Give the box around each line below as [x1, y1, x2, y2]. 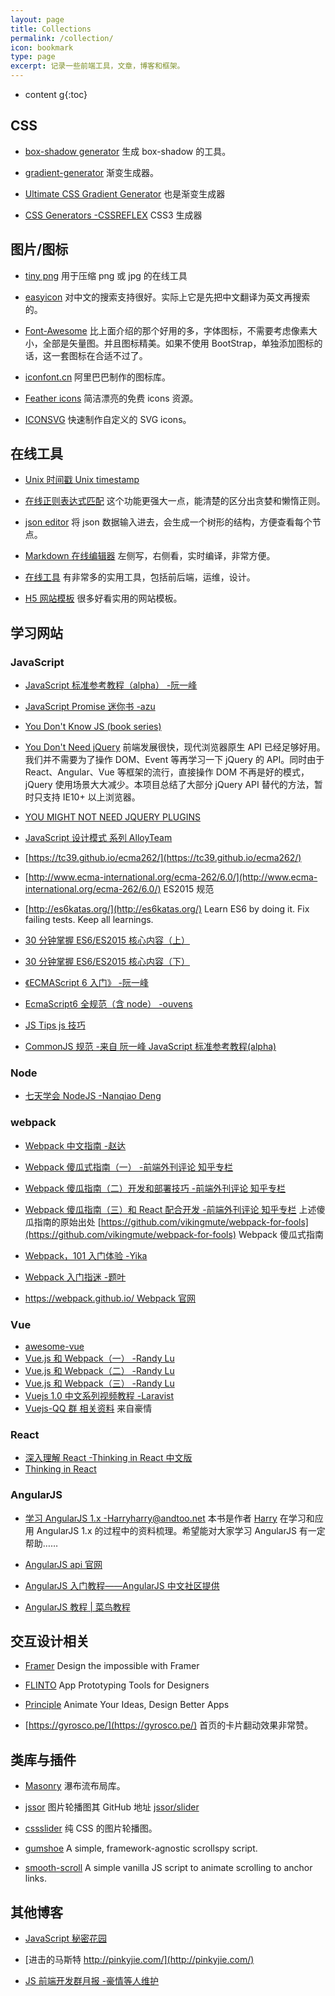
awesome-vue [24, 1341, 85, 1353]
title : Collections [10, 24, 92, 34]
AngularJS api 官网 [24, 1558, 103, 1570]
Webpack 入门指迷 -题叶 [24, 1271, 127, 1283]
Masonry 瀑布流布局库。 [24, 1780, 126, 1792]
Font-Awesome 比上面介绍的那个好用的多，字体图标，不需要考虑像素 [24, 324, 309, 336]
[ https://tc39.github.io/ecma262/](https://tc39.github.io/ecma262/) [24, 852, 302, 864]
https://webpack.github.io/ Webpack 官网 [24, 1292, 197, 1304]
